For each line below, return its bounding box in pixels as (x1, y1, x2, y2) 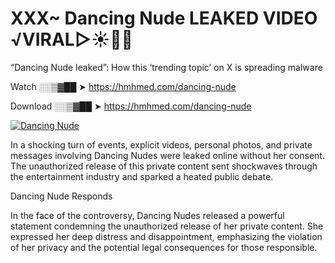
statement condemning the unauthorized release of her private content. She (10, 220, 324, 232)
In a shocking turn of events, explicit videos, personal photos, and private (10, 138, 313, 151)
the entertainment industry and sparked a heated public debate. (10, 170, 274, 182)
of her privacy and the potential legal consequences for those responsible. (10, 241, 318, 253)
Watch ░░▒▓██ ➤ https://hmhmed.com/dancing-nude (10, 80, 237, 92)
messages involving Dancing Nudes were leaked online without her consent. (10, 149, 325, 161)
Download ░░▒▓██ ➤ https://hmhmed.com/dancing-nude (10, 100, 252, 112)
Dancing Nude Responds (10, 190, 113, 202)
